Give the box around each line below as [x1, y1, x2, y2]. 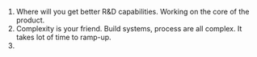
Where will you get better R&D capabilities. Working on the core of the [15, 7, 250, 16]
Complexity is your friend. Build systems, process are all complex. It [15, 24, 242, 33]
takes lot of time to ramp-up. [15, 32, 112, 42]
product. [15, 15, 45, 25]
